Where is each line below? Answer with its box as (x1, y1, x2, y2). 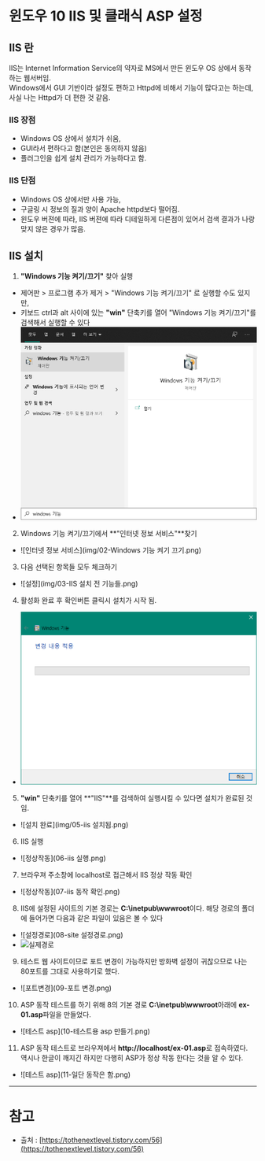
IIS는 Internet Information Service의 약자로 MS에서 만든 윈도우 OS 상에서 (9, 64, 237, 72)
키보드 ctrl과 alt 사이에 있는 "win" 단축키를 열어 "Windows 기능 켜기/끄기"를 (20, 308, 256, 317)
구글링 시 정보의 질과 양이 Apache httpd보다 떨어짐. (20, 204, 180, 213)
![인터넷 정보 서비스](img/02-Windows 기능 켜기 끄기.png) (20, 545, 202, 555)
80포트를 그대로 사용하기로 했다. (20, 966, 120, 976)
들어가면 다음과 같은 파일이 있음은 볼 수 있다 (28, 913, 164, 923)
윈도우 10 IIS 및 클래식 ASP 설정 (9, 7, 203, 25)
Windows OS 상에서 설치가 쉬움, (20, 134, 121, 143)
